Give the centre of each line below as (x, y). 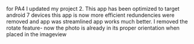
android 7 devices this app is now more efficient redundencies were (90, 15)
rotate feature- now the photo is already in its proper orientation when (93, 28)
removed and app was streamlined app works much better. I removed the (97, 21)
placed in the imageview (36, 34)
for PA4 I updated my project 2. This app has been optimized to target (93, 9)
